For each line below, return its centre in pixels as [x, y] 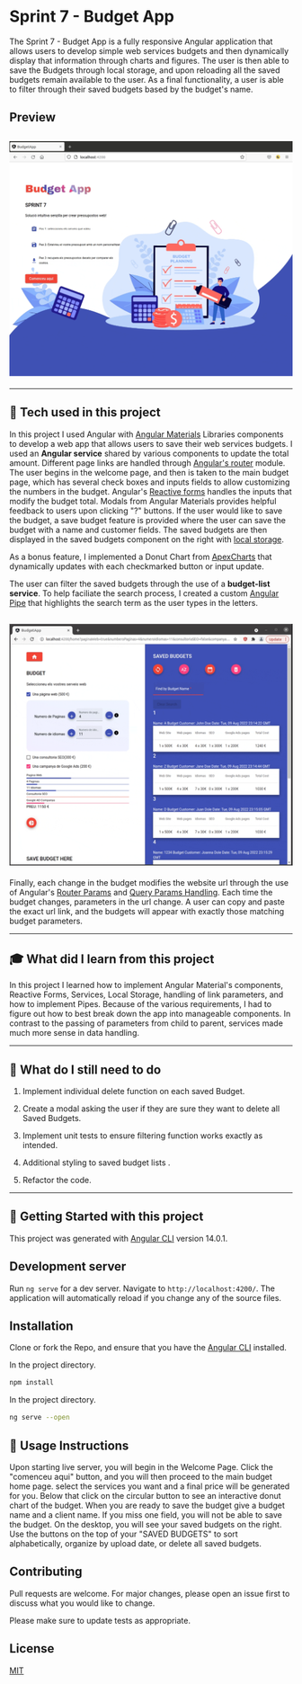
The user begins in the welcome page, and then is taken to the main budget [149, 472]
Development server [68, 1266]
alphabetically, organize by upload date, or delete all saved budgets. [136, 1543]
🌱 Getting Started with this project [107, 1217]
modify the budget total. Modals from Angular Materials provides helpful [143, 501]
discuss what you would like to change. [82, 1603]
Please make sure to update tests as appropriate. [100, 1620]
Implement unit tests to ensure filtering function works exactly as [142, 1136]
